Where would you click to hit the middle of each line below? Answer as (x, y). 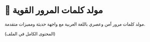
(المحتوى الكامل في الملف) (30, 33)
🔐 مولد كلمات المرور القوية (54, 10)
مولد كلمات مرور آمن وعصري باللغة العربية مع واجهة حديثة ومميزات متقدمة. (75, 24)
